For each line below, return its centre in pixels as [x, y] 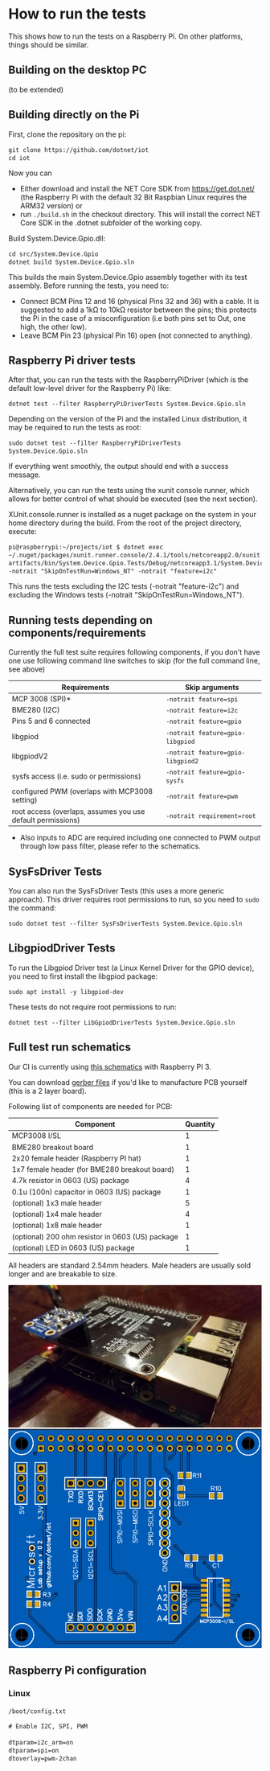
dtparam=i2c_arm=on [41, 1743]
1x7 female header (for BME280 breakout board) [93, 1169]
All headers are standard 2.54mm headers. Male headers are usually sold [130, 1266]
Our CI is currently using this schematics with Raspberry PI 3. [110, 1066]
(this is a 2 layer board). [47, 1091]
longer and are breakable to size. [63, 1274]
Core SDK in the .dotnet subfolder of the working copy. [111, 223]
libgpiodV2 [30, 756]
